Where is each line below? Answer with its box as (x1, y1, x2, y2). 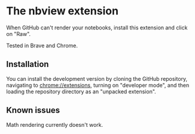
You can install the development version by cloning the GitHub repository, (6, 75, 188, 82)
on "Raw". (6, 30, 31, 37)
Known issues (6, 105, 60, 115)
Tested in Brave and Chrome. (6, 42, 78, 49)
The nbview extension (6, 4, 118, 18)
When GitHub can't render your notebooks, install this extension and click (6, 24, 188, 31)
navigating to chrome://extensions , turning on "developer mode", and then (6, 81, 190, 89)
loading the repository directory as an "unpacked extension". (6, 88, 157, 95)
